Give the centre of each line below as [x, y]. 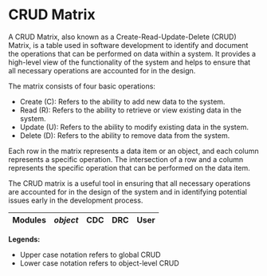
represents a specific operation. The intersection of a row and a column [126, 159]
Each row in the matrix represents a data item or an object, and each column [133, 151]
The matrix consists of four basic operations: [82, 86]
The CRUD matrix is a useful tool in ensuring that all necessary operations [130, 183]
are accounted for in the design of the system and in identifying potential [128, 191]
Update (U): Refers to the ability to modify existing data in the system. [134, 127]
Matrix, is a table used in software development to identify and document [128, 45]
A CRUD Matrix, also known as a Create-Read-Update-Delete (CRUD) [122, 37]
